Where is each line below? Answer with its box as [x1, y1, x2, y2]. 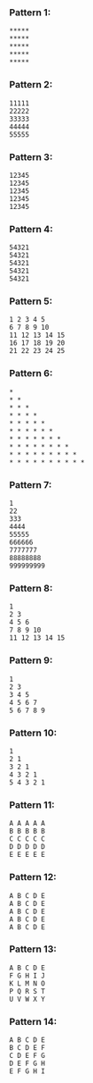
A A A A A [9, 819, 46, 828]
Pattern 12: [9, 871, 57, 884]
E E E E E [9, 851, 46, 860]
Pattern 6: [9, 367, 53, 380]
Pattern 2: [9, 79, 53, 91]
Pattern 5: [9, 295, 53, 307]
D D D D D [9, 843, 46, 852]
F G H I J [9, 971, 46, 980]
